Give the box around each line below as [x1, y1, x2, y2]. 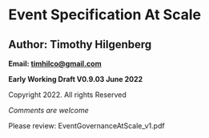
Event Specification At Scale [8, 6, 202, 24]
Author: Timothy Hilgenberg [8, 38, 152, 51]
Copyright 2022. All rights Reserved [8, 90, 127, 99]
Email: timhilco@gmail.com [8, 59, 102, 68]
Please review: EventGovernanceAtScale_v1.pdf [8, 121, 166, 130]
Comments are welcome [8, 106, 90, 115]
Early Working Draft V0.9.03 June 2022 [8, 75, 143, 83]
